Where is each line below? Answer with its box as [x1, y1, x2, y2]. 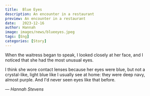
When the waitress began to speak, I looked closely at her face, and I [5, 52, 143, 58]
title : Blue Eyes [5, 7, 42, 12]
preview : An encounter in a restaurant [5, 16, 86, 21]
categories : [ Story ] [5, 39, 47, 44]
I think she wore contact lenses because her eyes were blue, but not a [5, 66, 146, 72]
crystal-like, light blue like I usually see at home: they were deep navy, [5, 71, 145, 78]
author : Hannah [5, 25, 36, 30]
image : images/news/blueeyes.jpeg [5, 30, 75, 34]
